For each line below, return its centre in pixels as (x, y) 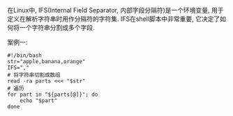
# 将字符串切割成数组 (34, 75)
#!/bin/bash (24, 56)
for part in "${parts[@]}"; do (53, 94)
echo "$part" (39, 101)
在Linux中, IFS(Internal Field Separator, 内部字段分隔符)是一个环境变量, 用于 (116, 10)
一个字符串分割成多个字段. (57, 27)
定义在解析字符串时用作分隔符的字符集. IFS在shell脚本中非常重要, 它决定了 (114, 19)
